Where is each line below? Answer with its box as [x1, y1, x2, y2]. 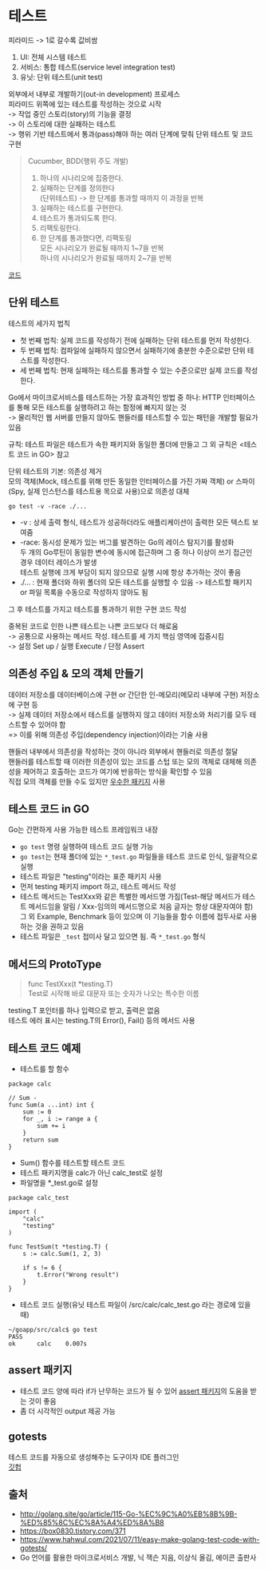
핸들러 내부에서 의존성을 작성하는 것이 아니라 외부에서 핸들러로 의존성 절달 [8, 747, 238, 756]
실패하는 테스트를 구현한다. [39, 203, 124, 213]
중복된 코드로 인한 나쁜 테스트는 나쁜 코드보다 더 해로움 [8, 621, 179, 631]
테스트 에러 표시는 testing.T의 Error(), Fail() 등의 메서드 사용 [8, 1016, 195, 1026]
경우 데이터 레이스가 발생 [19, 557, 97, 567]
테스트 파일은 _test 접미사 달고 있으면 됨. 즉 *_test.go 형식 [19, 932, 206, 942]
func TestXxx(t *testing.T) [27, 979, 113, 989]
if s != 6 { [22, 1264, 62, 1272]
